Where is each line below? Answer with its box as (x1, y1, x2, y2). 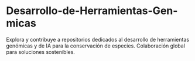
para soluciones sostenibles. (6, 48, 75, 55)
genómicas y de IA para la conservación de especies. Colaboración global (6, 42, 186, 49)
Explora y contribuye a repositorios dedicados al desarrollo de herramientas (6, 36, 189, 43)
